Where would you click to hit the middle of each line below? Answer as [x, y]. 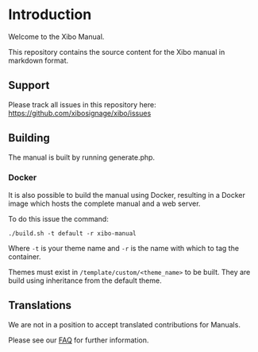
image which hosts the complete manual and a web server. [104, 203]
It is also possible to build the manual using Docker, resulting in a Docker [127, 195]
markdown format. [39, 60]
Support [29, 85]
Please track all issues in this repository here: [82, 104]
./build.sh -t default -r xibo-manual [72, 233]
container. [25, 257]
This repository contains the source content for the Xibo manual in [117, 52]
